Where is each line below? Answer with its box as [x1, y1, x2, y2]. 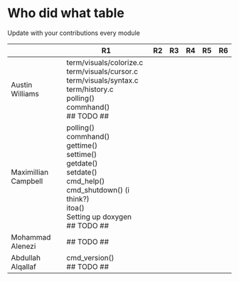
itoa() [66, 203, 85, 213]
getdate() [66, 158, 98, 168]
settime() [66, 149, 97, 159]
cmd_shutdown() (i [66, 185, 130, 195]
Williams [11, 88, 39, 98]
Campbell [11, 176, 43, 186]
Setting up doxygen [66, 212, 132, 222]
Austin [11, 80, 33, 90]
